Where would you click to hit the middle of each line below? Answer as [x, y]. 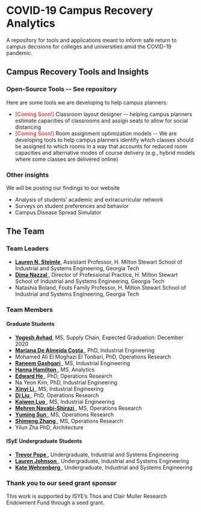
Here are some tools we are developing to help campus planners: [87, 102]
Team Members [29, 309]
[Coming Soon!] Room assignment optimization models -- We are [96, 133]
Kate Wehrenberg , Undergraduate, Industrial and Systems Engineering [104, 467]
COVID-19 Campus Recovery [80, 11]
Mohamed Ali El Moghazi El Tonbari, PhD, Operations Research [93, 357]
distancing [28, 127]
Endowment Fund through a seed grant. [55, 503]
